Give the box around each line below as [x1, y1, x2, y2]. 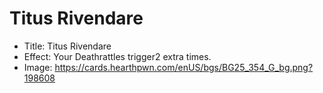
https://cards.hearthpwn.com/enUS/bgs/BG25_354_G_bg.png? [54, 61, 314, 73]
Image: [23, 61, 53, 73]
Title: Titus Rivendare [23, 40, 112, 52]
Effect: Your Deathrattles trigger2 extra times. [23, 50, 212, 62]
